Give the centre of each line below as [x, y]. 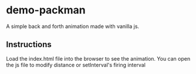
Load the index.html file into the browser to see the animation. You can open [98, 58]
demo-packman [46, 10]
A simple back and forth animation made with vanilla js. [73, 26]
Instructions [29, 45]
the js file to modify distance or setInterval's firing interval [76, 65]
